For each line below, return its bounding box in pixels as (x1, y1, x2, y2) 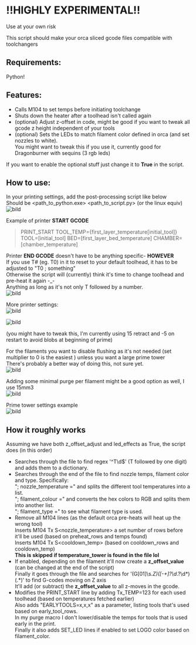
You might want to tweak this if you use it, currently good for (14, 143, 161, 150)
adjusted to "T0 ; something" (6, 265, 76, 272)
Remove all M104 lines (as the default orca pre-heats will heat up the (14, 514, 181, 521)
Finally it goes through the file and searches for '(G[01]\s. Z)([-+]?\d (14, 570, 177, 578)
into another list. (14, 502, 54, 509)
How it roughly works (6, 425, 86, 435)
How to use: (6, 177, 51, 188)
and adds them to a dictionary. (14, 464, 89, 471)
